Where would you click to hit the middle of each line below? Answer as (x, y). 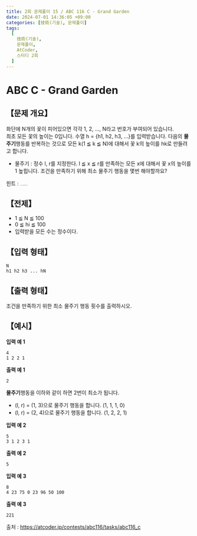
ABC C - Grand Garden (62, 90)
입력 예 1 (16, 341)
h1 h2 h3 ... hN (26, 271)
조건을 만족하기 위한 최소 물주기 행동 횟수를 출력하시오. (69, 306)
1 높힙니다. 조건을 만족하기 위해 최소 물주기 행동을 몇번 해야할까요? (91, 171)
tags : (13, 28)
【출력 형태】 (29, 291)
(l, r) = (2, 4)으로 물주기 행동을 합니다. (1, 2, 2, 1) (71, 412)
